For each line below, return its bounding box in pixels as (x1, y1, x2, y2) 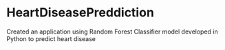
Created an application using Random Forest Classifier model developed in (6, 27, 218, 36)
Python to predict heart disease (6, 34, 96, 42)
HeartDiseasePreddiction (6, 5, 154, 21)
